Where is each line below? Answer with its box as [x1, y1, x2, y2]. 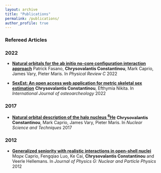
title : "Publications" [5, 12, 51, 16]
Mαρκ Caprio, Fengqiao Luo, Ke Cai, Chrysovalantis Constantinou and [12, 153, 155, 159]
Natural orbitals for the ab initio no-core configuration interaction [12, 61, 146, 66]
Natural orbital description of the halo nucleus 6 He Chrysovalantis [12, 113, 148, 120]
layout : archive [5, 7, 38, 12]
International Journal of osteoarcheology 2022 [12, 91, 106, 96]
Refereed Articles [5, 37, 47, 44]
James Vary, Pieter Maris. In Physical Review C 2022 [12, 71, 117, 77]
